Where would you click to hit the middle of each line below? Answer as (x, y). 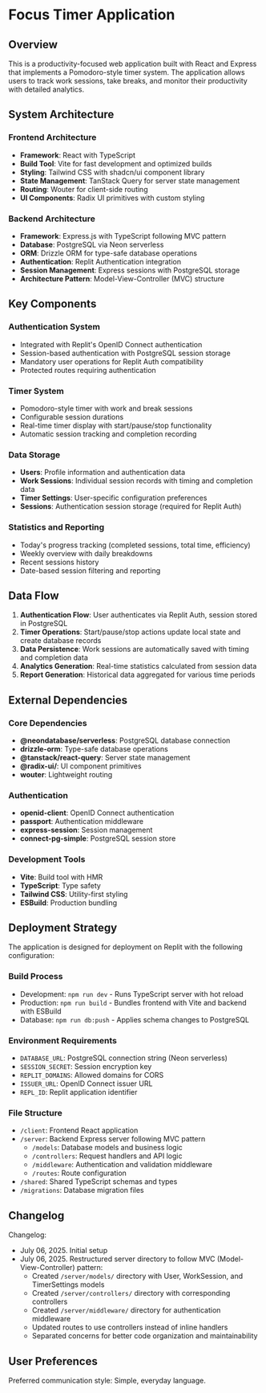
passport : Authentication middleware (82, 821)
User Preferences (53, 1361)
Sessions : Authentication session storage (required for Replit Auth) (131, 506)
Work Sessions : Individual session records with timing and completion (136, 481)
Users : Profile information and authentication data (103, 473)
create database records (60, 641)
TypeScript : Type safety (60, 885)
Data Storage (34, 454)
